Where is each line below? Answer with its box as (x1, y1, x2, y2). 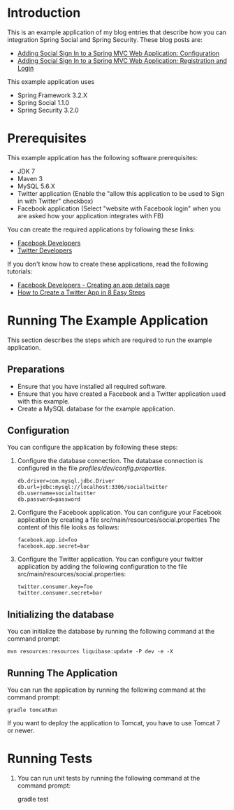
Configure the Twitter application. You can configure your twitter (17, 555, 204, 564)
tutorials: (7, 267, 33, 276)
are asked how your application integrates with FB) (17, 211, 164, 220)
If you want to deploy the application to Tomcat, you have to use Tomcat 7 (7, 719, 221, 727)
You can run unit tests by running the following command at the (17, 774, 200, 782)
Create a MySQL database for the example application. (17, 404, 176, 413)
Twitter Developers (17, 246, 73, 255)
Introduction (7, 5, 81, 21)
